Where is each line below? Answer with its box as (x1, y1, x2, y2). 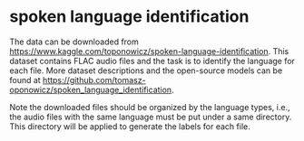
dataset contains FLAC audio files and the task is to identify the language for (9, 55, 295, 66)
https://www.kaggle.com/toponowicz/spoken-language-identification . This (9, 45, 289, 56)
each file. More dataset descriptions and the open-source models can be (9, 65, 283, 76)
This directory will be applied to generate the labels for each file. (9, 120, 251, 132)
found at (9, 74, 41, 85)
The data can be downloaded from (9, 36, 139, 47)
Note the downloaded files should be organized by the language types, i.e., (9, 101, 290, 112)
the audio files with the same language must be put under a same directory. (9, 111, 292, 122)
